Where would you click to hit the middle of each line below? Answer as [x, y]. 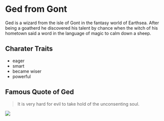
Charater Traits [29, 49]
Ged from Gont [36, 9]
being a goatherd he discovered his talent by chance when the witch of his [82, 28]
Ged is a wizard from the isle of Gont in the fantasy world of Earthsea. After [82, 23]
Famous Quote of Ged [40, 92]
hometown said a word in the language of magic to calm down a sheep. [78, 33]
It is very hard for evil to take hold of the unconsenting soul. [78, 104]
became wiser [27, 71]
